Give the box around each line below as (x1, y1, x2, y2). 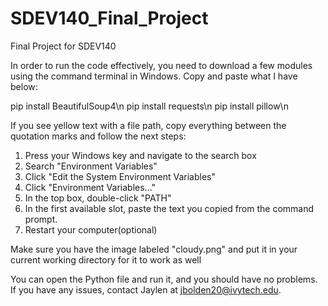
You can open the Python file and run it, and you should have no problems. (10, 273, 318, 285)
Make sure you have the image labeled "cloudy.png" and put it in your (10, 243, 298, 255)
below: (10, 80, 38, 92)
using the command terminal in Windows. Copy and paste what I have (10, 70, 298, 82)
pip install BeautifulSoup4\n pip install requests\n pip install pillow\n (10, 100, 289, 112)
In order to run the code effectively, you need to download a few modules (10, 59, 313, 71)
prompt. (24, 213, 58, 225)
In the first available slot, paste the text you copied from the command (24, 202, 315, 214)
